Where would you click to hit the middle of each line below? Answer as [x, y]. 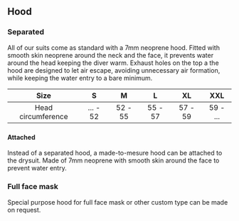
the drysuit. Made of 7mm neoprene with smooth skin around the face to [113, 160]
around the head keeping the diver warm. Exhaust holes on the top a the [113, 63]
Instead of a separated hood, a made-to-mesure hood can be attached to [115, 153]
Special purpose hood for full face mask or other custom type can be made [118, 202]
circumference [44, 116]
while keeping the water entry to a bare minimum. [80, 78]
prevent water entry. [37, 168]
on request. [24, 210]
